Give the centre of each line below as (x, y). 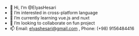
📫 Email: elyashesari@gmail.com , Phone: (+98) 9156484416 (72, 28)
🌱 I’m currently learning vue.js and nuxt (50, 18)
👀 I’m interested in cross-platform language (54, 13)
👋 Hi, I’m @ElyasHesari (33, 8)
